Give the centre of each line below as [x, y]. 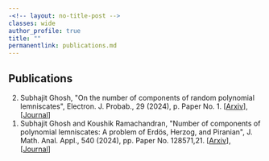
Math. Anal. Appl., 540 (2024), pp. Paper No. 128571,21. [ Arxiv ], [125, 140]
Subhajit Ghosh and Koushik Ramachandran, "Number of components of [140, 123]
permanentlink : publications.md [62, 46]
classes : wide [32, 23]
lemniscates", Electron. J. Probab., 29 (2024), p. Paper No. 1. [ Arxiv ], [134, 106]
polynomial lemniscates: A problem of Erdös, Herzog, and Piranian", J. [136, 132]
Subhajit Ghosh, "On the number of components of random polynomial [137, 97]
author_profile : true [45, 31]
